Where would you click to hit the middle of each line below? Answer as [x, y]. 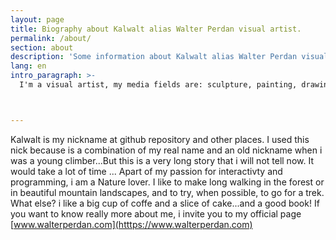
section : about [42, 47]
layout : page [37, 19]
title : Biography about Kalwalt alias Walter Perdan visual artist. [156, 29]
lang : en [28, 66]
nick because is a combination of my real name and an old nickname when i [166, 150]
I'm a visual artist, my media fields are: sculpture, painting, [158, 85]
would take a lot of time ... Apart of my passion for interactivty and [146, 171]
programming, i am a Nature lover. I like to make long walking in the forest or [167, 182]
